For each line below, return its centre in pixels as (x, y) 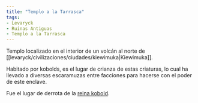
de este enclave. (27, 82)
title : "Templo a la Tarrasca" (45, 12)
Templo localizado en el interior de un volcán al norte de (76, 51)
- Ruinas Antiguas (29, 28)
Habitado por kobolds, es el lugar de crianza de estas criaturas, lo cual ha (97, 69)
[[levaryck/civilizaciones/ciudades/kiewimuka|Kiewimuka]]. (79, 57)
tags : (13, 17)
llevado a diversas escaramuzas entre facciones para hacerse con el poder (99, 75)
